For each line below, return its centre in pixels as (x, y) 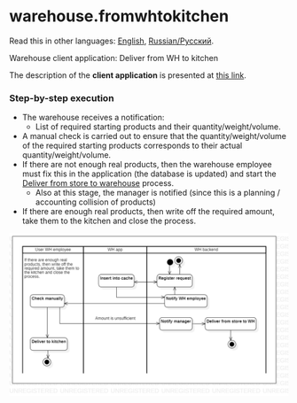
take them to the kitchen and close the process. (109, 221)
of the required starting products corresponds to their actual (132, 146)
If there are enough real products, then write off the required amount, (148, 212)
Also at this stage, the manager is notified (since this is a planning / (158, 193)
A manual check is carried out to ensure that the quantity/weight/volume (154, 136)
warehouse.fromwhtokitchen (119, 16)
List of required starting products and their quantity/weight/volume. (158, 127)
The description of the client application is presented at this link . (128, 75)
